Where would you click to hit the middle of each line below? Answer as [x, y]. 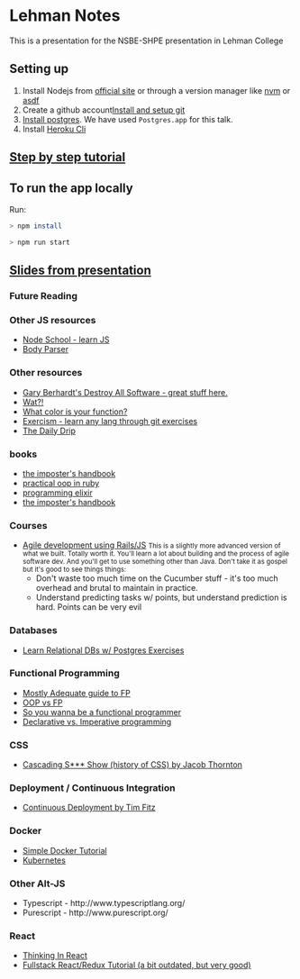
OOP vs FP [42, 703]
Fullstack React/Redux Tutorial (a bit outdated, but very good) [136, 965]
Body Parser [45, 349]
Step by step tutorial [68, 157]
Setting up [39, 69]
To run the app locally [71, 188]
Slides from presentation [80, 271]
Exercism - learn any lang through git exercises [110, 421]
